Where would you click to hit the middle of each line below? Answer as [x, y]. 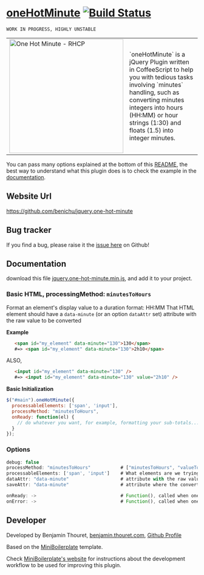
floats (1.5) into [152, 130]
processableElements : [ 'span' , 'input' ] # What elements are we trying [103, 473]
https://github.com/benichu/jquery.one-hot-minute [70, 211]
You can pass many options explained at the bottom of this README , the [97, 164]
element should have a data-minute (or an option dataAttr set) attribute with [101, 314]
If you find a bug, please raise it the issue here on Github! [78, 245]
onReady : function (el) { [43, 417]
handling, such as [155, 92]
